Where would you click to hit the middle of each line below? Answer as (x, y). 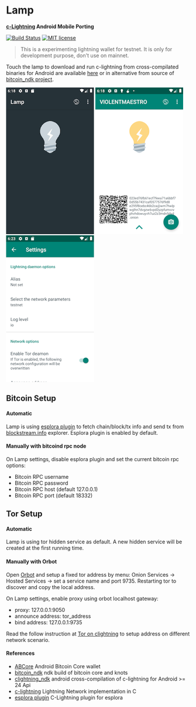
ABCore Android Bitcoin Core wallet (57, 666)
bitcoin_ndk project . (30, 79)
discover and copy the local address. (51, 587)
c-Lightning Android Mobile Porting (50, 26)
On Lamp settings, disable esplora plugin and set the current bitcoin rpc (93, 459)
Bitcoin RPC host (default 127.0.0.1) (56, 489)
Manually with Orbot (32, 561)
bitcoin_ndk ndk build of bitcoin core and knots (71, 672)
